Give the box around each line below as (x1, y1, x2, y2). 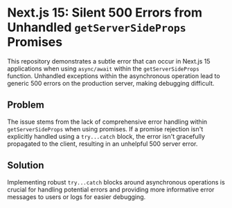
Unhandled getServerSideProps (7, 19, 187, 35)
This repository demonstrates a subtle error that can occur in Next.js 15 (7, 57, 211, 65)
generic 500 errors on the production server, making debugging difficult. (7, 79, 215, 87)
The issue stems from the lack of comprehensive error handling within (7, 117, 208, 126)
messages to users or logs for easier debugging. (7, 192, 146, 201)
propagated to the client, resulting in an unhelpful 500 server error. (7, 140, 198, 148)
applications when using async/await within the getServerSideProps (7, 64, 199, 73)
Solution (7, 160, 44, 171)
